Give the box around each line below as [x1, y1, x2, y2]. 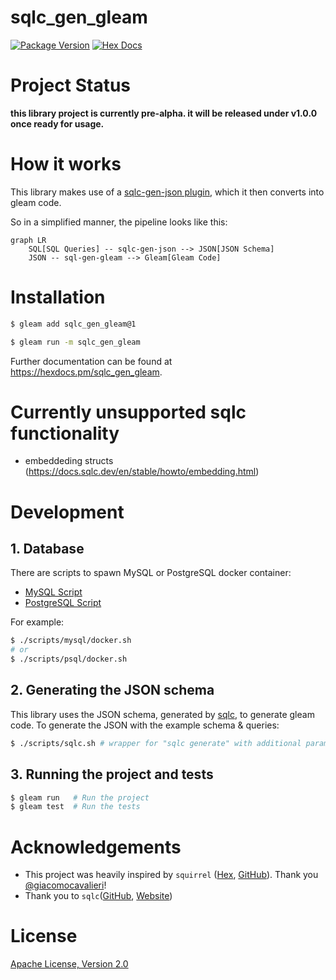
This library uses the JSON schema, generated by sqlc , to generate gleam [10, 708, 315, 720]
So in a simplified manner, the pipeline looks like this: [10, 216, 228, 228]
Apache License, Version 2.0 [10, 958, 129, 970]
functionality [10, 422, 120, 445]
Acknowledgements [10, 836, 182, 858]
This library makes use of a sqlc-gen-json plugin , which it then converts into [10, 186, 325, 198]
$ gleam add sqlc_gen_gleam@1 [10, 319, 137, 329]
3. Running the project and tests [10, 766, 214, 783]
